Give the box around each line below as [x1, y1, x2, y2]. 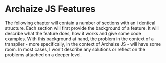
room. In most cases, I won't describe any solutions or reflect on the [5, 46, 146, 52]
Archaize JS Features [5, 3, 96, 15]
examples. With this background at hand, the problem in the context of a [5, 36, 154, 42]
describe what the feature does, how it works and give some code [5, 30, 141, 36]
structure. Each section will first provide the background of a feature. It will [5, 25, 159, 31]
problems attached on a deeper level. [5, 51, 82, 58]
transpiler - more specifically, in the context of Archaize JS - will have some [5, 41, 161, 47]
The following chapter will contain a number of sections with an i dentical [5, 20, 156, 26]
